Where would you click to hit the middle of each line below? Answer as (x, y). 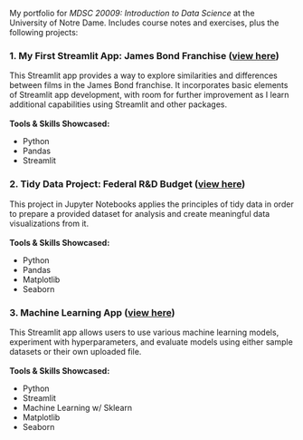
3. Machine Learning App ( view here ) (92, 312)
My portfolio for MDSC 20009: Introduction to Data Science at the (132, 13)
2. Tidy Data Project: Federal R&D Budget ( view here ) (128, 184)
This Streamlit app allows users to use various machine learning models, (144, 332)
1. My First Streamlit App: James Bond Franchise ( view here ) (144, 55)
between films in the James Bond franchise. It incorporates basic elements (149, 85)
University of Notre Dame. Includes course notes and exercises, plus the (144, 23)
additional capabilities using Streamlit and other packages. (118, 104)
